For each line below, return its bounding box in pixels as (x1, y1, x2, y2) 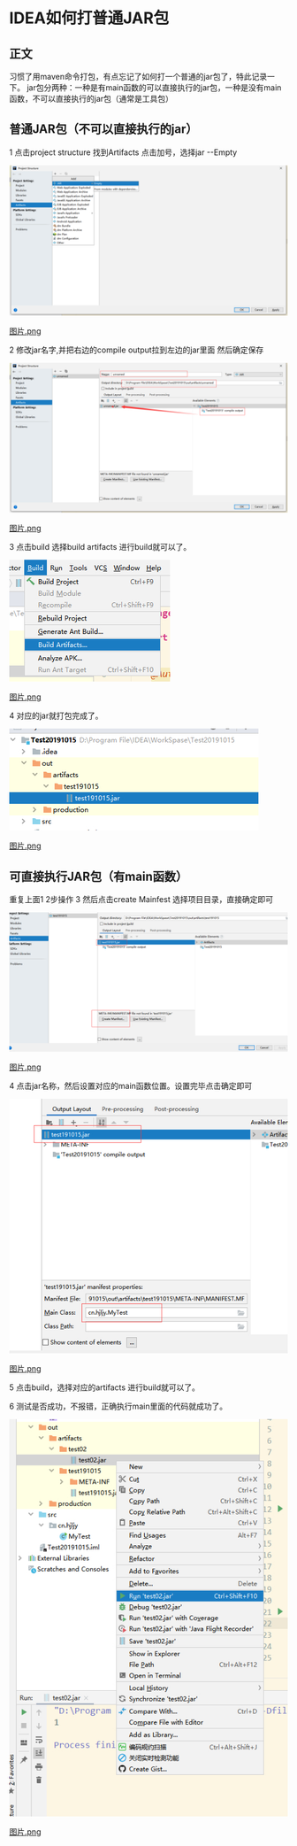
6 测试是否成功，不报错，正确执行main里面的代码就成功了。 (9, 1401, 228, 1412)
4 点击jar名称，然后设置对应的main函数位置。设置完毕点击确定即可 (9, 1081, 253, 1091)
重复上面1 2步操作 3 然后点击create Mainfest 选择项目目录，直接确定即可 (9, 894, 274, 904)
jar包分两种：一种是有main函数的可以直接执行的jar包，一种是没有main (26, 82, 282, 93)
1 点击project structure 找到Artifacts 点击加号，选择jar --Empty (9, 147, 238, 158)
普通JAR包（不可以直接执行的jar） (9, 121, 198, 137)
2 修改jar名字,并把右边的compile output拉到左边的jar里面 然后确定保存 (9, 344, 264, 355)
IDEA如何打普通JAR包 (9, 8, 170, 28)
